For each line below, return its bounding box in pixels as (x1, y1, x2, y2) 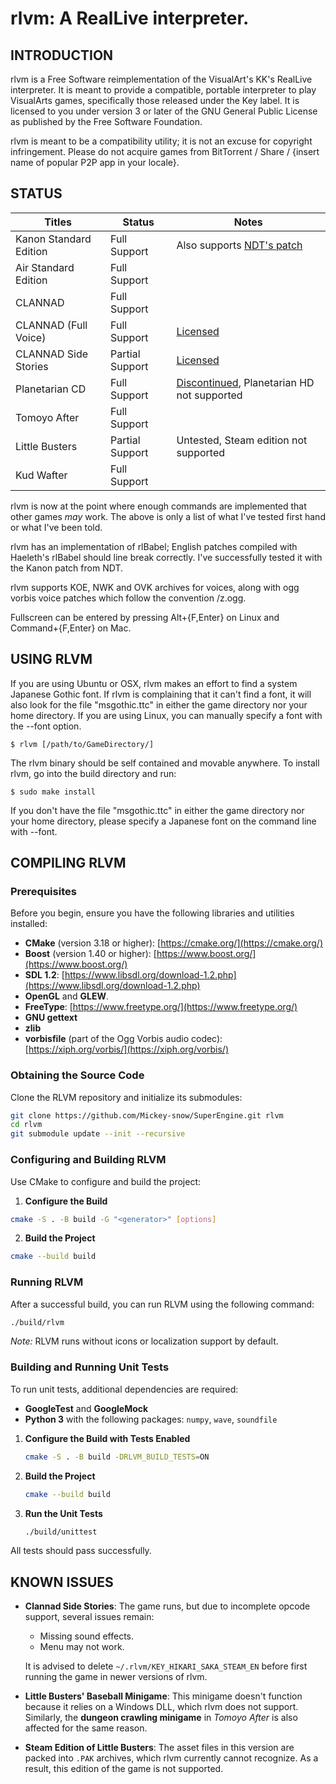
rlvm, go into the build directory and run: (10, 767, 177, 779)
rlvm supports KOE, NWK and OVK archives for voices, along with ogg (10, 581, 300, 593)
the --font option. (10, 720, 82, 732)
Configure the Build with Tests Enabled (24, 1432, 191, 1444)
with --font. (10, 825, 58, 837)
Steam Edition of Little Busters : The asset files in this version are (24, 1742, 295, 1754)
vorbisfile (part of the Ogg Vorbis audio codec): (24, 1033, 223, 1045)
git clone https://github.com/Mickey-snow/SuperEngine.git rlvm (10, 1110, 284, 1121)
